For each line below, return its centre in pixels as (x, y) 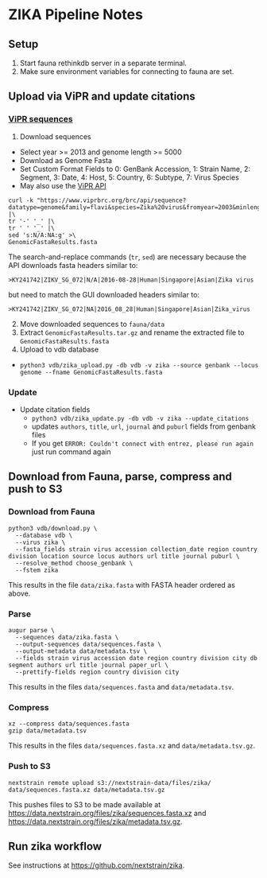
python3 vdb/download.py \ (53, 528)
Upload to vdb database (59, 349)
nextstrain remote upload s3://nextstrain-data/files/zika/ (110, 783)
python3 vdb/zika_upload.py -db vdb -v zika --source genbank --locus (139, 365)
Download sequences (55, 136)
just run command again (71, 452)
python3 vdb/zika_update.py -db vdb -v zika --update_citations (140, 418)
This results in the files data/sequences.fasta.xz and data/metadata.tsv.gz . (132, 746)
